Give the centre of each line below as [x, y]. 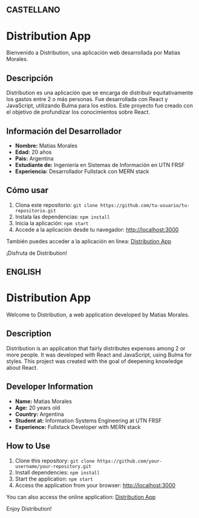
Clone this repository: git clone [55, 461]
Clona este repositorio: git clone [56, 205]
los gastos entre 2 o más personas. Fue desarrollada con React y [87, 99]
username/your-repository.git [53, 466]
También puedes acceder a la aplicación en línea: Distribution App [89, 241]
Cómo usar [28, 190]
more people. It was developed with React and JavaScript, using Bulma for [99, 355]
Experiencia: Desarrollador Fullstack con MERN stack [82, 171]
